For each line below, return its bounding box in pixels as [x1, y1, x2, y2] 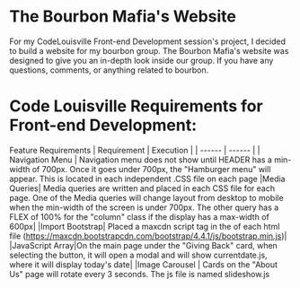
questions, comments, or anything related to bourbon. [9, 65, 209, 75]
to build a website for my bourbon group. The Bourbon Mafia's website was [9, 45, 289, 56]
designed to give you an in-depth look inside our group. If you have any [9, 55, 274, 65]
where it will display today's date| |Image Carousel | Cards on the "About [9, 258, 278, 270]
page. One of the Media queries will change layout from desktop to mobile [9, 192, 285, 203]
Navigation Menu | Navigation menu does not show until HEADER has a [9, 154, 272, 165]
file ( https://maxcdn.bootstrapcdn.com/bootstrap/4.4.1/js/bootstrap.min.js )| [9, 231, 287, 241]
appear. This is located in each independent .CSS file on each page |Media [9, 173, 286, 184]
